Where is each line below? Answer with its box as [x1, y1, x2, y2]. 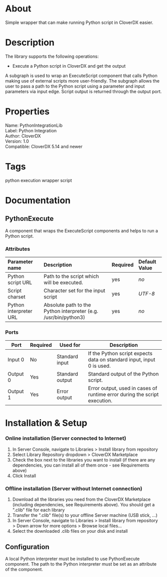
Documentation [5, 194, 71, 206]
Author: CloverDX [5, 133, 41, 139]
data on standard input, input [87, 356, 156, 363]
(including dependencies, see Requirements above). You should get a [12, 502, 155, 508]
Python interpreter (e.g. [44, 308, 98, 315]
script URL [7, 279, 32, 286]
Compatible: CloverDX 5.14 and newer [5, 143, 83, 149]
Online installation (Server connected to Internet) [5, 435, 127, 442]
